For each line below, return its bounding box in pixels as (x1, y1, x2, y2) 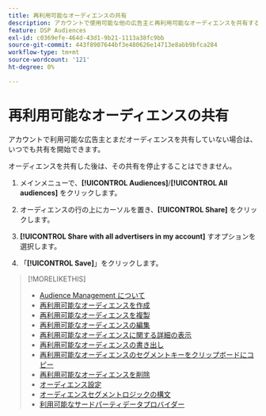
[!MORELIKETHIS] (27, 274, 86, 284)
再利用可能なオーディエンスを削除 (39, 369, 150, 379)
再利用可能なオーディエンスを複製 (39, 310, 150, 319)
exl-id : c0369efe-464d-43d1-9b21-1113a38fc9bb (8, 33, 165, 42)
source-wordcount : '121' (8, 56, 90, 64)
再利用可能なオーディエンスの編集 (39, 320, 150, 330)
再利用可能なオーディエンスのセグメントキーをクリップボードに (39, 349, 248, 359)
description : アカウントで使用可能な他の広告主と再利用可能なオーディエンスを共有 (8, 19, 249, 27)
